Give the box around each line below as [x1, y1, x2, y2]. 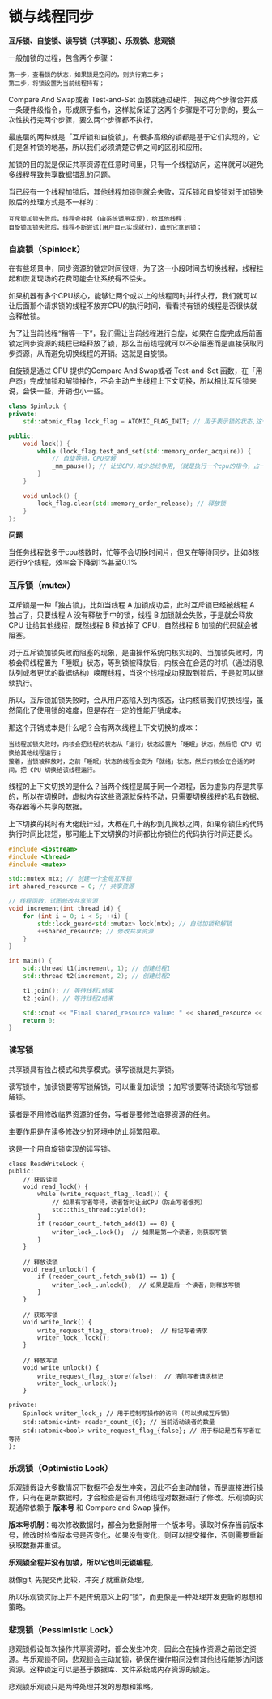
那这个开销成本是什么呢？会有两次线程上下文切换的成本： [8, 723, 200, 732]
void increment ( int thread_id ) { [8, 905, 121, 913]
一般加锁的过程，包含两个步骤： [8, 53, 115, 62]
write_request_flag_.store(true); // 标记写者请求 [37, 1327, 208, 1335]
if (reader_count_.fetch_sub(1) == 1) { [37, 1272, 176, 1281]
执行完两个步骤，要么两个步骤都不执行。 [22, 114, 158, 124]
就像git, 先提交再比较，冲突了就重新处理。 [8, 1574, 149, 1584]
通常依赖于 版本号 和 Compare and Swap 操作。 [15, 1502, 175, 1512]
